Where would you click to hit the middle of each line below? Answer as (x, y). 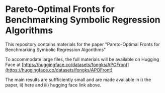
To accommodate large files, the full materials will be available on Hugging (82, 59)
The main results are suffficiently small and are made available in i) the (78, 79)
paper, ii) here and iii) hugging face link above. (53, 85)
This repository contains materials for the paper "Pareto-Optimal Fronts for (82, 44)
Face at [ (14, 64)
